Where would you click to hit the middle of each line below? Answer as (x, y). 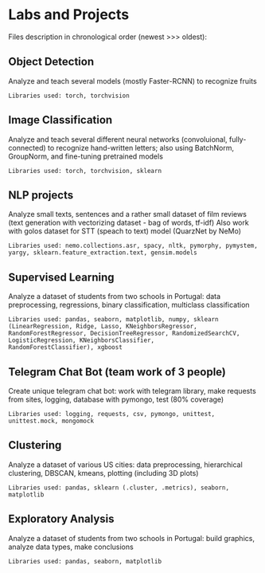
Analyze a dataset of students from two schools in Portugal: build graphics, (131, 538)
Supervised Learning (61, 277)
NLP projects (41, 195)
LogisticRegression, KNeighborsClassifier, (82, 340)
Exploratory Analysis (61, 519)
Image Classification (60, 120)
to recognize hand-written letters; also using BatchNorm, (141, 147)
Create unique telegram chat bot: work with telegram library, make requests (132, 391)
